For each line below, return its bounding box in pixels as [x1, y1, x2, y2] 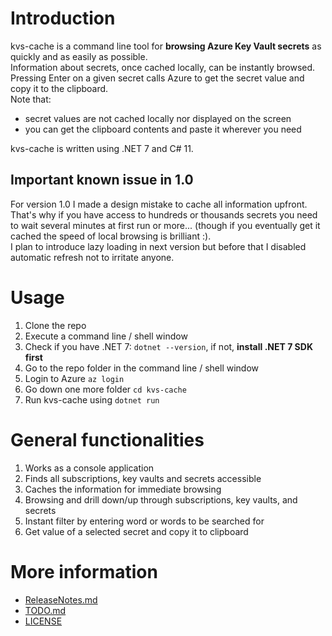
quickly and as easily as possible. [10, 50, 148, 62]
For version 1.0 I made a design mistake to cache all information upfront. [10, 198, 308, 210]
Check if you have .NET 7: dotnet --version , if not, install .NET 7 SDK [24, 340, 313, 352]
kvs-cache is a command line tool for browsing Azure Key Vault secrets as [10, 40, 322, 52]
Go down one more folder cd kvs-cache [24, 383, 187, 395]
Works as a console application [24, 462, 155, 474]
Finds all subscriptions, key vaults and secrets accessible [24, 472, 262, 484]
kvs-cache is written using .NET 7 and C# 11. [10, 142, 194, 154]
